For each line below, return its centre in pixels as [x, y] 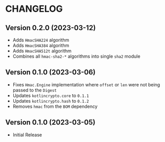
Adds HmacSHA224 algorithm [41, 40]
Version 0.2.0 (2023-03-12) [51, 28]
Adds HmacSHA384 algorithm [41, 45]
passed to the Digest [35, 90]
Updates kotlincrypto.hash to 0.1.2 [51, 101]
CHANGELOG [34, 9]
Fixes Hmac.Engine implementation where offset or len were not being [86, 84]
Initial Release [27, 135]
